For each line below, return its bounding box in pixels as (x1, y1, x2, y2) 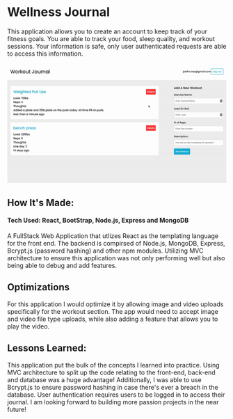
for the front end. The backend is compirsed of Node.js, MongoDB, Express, (7, 239, 225, 248)
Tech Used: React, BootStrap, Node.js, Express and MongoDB (7, 216, 189, 225)
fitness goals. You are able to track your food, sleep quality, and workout (7, 34, 216, 42)
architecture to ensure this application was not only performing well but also (7, 254, 225, 262)
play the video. (7, 322, 50, 331)
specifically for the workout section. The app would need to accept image (7, 307, 219, 315)
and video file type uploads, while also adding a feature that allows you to (7, 315, 218, 323)
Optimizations (7, 281, 70, 293)
